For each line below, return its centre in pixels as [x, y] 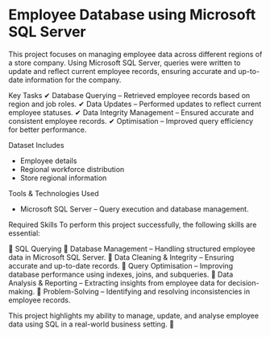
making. [22, 291]
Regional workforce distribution [72, 169]
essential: [24, 233]
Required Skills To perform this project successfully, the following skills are [133, 224]
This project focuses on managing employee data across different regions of [135, 54]
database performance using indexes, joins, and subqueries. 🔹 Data [121, 274]
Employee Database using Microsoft [132, 15]
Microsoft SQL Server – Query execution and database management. [134, 209]
